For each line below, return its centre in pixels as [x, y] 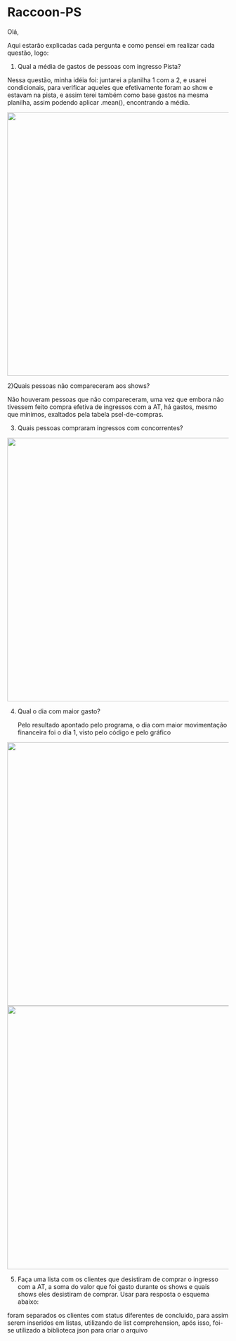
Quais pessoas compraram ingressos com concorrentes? [100, 428]
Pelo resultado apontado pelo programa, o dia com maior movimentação [122, 725]
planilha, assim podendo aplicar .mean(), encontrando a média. [99, 102]
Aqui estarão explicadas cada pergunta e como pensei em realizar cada [111, 45]
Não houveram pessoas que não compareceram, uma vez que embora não [116, 399]
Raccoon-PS [45, 12]
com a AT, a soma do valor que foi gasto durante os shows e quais [114, 1286]
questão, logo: [28, 53]
